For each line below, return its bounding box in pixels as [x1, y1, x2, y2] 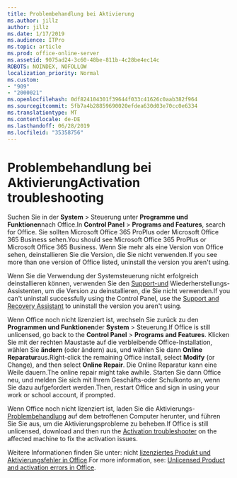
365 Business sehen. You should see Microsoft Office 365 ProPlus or [7, 235, 207, 244]
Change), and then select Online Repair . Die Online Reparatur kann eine [7, 360, 217, 369]
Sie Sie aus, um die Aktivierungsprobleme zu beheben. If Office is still [7, 419, 209, 428]
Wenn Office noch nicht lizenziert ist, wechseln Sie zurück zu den [7, 316, 199, 324]
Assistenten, [7, 287, 44, 295]
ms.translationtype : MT [7, 109, 78, 116]
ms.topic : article [7, 43, 62, 50]
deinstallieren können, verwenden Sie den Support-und [7, 279, 169, 288]
